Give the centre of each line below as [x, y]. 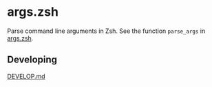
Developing [32, 60]
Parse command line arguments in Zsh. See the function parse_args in [106, 31]
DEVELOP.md [26, 76]
